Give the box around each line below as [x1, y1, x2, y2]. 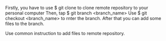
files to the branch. [5, 20, 44, 26]
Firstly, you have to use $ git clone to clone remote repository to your [5, 5, 148, 10]
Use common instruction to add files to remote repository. [5, 30, 125, 36]
